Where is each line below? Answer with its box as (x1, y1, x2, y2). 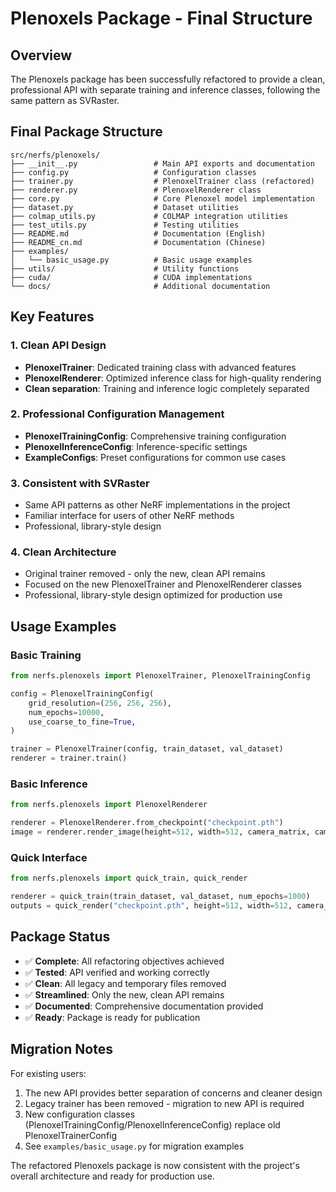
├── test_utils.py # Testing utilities (10, 220, 240, 230)
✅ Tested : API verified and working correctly (24, 966, 210, 978)
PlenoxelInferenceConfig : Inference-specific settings (24, 440, 248, 452)
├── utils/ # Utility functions (10, 263, 240, 274)
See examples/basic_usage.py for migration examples (24, 1140, 245, 1152)
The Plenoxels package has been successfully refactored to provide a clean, (10, 73, 326, 85)
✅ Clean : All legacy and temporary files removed (24, 977, 227, 989)
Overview (10, 47, 73, 64)
